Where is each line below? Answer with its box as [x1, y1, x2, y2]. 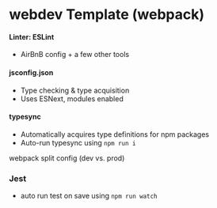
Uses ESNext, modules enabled [20, 93, 124, 104]
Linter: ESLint [9, 32, 55, 41]
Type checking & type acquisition [20, 85, 130, 95]
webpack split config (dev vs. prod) [9, 153, 125, 163]
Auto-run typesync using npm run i [20, 138, 136, 147]
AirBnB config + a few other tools [20, 50, 130, 59]
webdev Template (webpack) [9, 6, 205, 24]
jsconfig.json [9, 67, 54, 77]
